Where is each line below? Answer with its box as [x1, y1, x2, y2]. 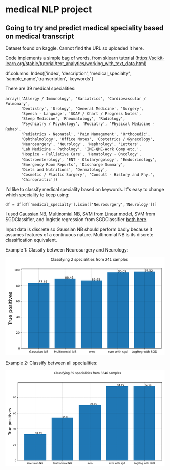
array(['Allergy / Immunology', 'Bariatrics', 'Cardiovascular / [5, 96, 146, 101]
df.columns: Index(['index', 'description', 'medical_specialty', [5, 70, 131, 76]
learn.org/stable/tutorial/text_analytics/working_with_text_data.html [5, 60, 145, 67]
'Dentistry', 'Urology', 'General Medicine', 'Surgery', [21, 106, 144, 111]
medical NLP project [5, 4, 92, 15]
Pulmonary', [5, 101, 30, 106]
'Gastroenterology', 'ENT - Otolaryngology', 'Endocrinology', [21, 157, 157, 162]
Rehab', [5, 127, 22, 132]
